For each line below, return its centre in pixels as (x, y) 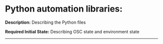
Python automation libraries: (64, 9)
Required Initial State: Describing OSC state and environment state (72, 31)
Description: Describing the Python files (45, 22)
